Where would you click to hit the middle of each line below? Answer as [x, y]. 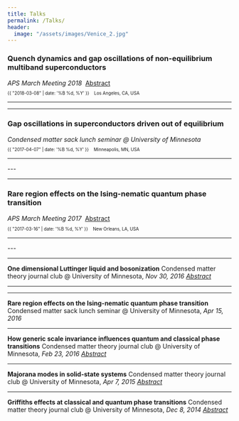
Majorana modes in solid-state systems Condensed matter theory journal [117, 374]
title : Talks [27, 14]
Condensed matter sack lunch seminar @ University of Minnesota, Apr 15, [116, 310]
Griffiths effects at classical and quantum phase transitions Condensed [115, 402]
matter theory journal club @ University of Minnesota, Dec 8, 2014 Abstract [118, 410]
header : [19, 27]
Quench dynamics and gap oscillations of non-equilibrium [110, 59]
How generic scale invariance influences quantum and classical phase [114, 339]
